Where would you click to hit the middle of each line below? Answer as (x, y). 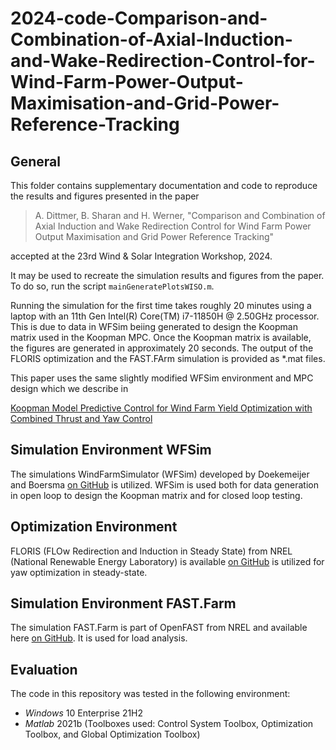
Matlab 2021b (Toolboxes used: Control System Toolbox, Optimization (169, 724)
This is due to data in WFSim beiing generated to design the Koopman (154, 326)
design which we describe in (69, 388)
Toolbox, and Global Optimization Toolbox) (112, 734)
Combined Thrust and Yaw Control (81, 418)
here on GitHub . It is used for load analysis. (99, 638)
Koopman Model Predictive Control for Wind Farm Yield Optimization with (161, 408)
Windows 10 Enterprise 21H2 (84, 713)
